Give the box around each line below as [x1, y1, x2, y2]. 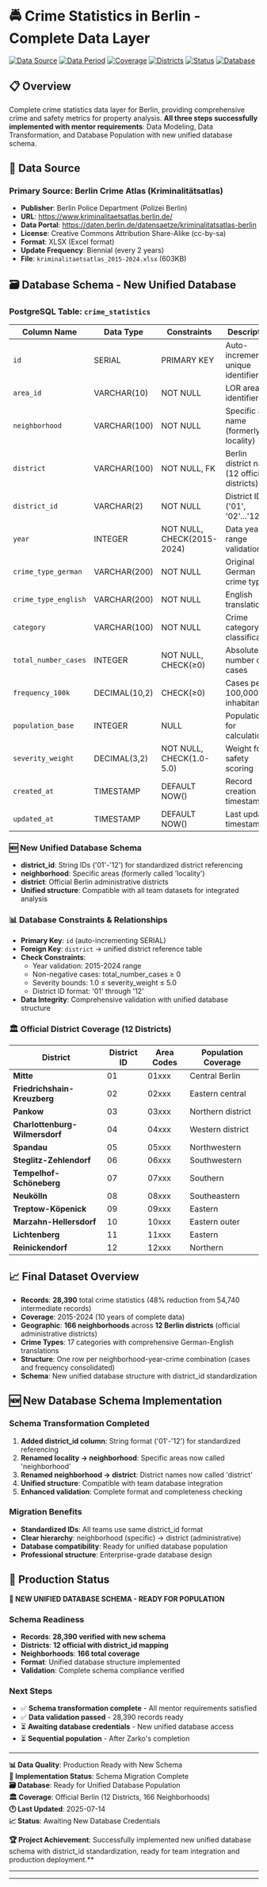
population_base [13, 721, 74, 730]
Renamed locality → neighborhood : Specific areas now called [20, 1452, 225, 1463]
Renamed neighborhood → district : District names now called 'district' [20, 1470, 253, 1479]
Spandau [13, 1142, 48, 1153]
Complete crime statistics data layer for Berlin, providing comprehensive [9, 105, 245, 114]
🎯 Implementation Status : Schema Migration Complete [9, 1772, 189, 1781]
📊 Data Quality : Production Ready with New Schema [9, 1760, 183, 1769]
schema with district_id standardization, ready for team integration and [9, 1846, 240, 1856]
